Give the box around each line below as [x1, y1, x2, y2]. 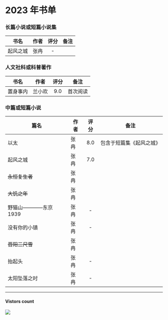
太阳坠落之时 [7, 275, 38, 282]
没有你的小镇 [7, 224, 38, 231]
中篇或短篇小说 [5, 104, 41, 111]
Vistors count [5, 298, 34, 304]
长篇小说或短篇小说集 [5, 24, 56, 31]
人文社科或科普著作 [5, 64, 51, 71]
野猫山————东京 [7, 204, 53, 211]
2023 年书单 [5, 5, 56, 16]
